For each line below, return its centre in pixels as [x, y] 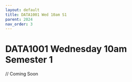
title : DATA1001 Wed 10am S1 [36, 15]
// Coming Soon [22, 74]
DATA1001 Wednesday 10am [66, 49]
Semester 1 [29, 60]
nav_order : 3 [19, 24]
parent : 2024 [19, 19]
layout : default [22, 10]
